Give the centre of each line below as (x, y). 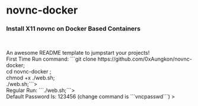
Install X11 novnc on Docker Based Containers (74, 29)
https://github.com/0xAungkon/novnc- (145, 59)
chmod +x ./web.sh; (31, 78)
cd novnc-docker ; (29, 72)
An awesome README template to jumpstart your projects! (78, 53)
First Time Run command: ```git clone (51, 59)
